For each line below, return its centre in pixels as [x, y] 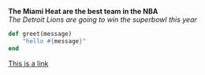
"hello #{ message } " [54, 41]
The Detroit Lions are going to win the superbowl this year [102, 20]
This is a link [28, 63]
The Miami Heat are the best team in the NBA [83, 11]
